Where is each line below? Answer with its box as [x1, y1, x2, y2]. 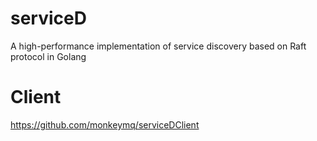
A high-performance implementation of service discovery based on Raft [10, 40, 307, 52]
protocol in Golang [10, 50, 87, 62]
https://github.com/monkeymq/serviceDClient [10, 118, 200, 131]
